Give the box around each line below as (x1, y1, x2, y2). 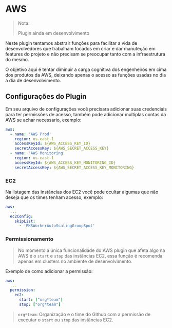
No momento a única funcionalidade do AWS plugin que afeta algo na (17, 247, 165, 253)
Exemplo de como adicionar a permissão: (5, 268, 93, 274)
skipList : (14, 218, 36, 224)
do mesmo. (5, 56, 29, 62)
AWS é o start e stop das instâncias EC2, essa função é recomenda (17, 252, 163, 259)
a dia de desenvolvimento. (5, 77, 61, 83)
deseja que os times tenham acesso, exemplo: (5, 194, 104, 201)
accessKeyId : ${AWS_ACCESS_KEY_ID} (14, 141, 91, 147)
